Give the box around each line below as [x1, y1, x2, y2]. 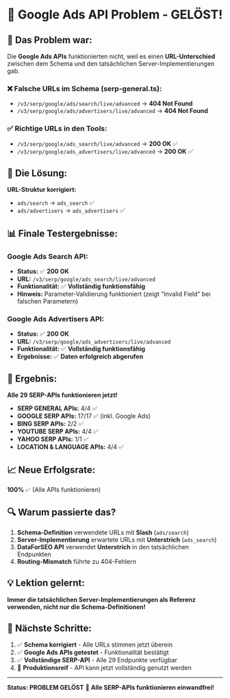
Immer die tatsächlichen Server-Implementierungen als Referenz [7, 595, 196, 603]
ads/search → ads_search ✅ [16, 199, 95, 207]
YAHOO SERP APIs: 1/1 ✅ [16, 435, 89, 443]
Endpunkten [16, 550, 51, 558]
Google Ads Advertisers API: [7, 314, 105, 324]
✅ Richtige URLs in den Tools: [7, 124, 107, 134]
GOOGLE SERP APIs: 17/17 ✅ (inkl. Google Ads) [16, 412, 151, 421]
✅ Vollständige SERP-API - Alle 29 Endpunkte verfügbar [16, 656, 178, 664]
